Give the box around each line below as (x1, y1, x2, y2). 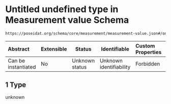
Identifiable (101, 45, 130, 53)
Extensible (40, 45, 67, 53)
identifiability (99, 63, 131, 70)
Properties (135, 48, 162, 56)
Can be (8, 57, 25, 64)
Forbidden (135, 60, 160, 67)
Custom (135, 42, 155, 49)
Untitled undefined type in (5, 4, 119, 15)
